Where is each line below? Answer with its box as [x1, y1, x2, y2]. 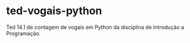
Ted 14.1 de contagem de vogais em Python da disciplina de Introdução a [6, 24, 185, 31]
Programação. [6, 29, 41, 37]
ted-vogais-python [6, 4, 103, 18]
